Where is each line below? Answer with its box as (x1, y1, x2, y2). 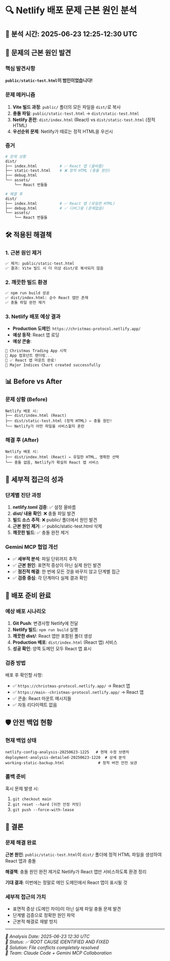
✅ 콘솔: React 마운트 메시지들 (12, 695, 72, 702)
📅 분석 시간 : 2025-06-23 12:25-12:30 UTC (5, 29, 138, 38)
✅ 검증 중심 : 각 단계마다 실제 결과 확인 (12, 575, 88, 581)
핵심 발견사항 (5, 64, 35, 72)
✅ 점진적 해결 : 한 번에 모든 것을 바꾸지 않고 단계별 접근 (12, 569, 120, 575)
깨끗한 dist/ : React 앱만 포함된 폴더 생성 (12, 633, 92, 639)
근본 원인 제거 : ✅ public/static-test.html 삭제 (12, 523, 102, 529)
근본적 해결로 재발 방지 (12, 918, 58, 924)
